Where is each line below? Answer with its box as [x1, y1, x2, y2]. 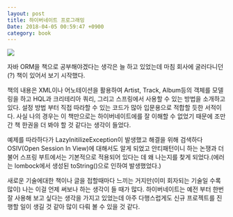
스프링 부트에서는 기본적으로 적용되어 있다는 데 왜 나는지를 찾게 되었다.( [19, 153, 214, 161]
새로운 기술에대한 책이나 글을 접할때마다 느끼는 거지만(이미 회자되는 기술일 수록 [7, 177, 221, 185]
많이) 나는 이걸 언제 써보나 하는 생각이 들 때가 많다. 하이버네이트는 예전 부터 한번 [7, 185, 225, 193]
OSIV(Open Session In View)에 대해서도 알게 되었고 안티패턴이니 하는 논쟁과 [7, 144, 217, 153]
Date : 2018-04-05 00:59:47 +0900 [7, 23, 104, 30]
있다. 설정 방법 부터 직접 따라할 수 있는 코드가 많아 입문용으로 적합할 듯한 [7, 104, 204, 112]
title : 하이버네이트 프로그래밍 [7, 17, 85, 24]
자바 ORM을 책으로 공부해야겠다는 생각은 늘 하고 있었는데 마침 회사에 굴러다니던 [7, 63, 224, 71]
